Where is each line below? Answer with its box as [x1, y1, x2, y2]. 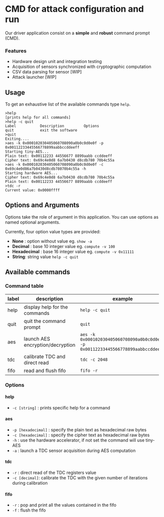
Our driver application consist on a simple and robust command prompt [5, 30, 150, 36]
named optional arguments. [5, 219, 61, 225]
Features [5, 47, 27, 54]
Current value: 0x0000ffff [5, 188, 60, 193]
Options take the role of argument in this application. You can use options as [5, 214, 159, 220]
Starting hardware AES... [5, 171, 58, 176]
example [112, 295, 133, 302]
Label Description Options [5, 124, 99, 129]
